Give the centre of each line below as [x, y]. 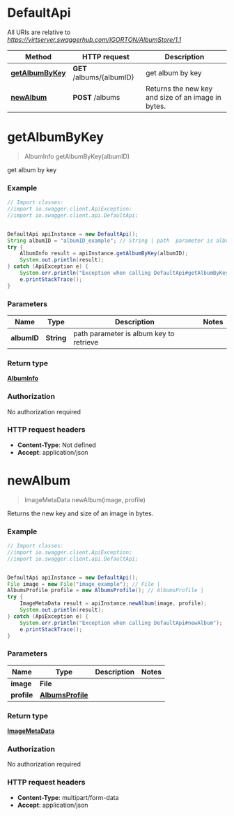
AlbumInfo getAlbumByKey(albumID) [77, 156]
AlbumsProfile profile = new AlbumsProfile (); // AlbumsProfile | [106, 591]
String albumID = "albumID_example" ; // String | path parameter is [110, 241]
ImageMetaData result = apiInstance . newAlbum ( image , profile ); [114, 604]
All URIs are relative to [39, 32]
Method [39, 56]
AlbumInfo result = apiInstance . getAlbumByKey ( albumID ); [104, 254]
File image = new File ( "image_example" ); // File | [84, 584]
